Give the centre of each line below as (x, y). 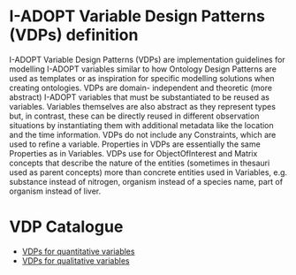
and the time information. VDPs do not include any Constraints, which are (143, 134)
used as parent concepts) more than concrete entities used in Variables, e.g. (148, 172)
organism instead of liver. (55, 191)
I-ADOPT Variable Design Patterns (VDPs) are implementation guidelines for (147, 59)
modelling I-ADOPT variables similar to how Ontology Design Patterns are (143, 69)
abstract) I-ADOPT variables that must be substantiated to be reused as (139, 97)
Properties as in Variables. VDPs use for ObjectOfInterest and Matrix (133, 153)
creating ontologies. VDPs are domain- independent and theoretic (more (140, 88)
